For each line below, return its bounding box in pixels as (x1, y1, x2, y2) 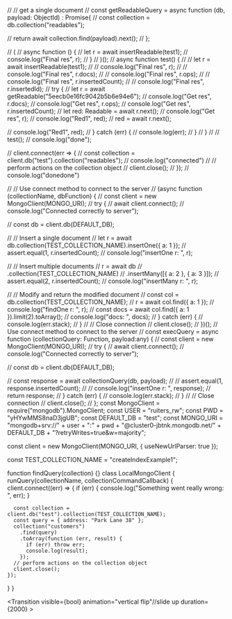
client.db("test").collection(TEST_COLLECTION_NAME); (7, 511, 167, 518)
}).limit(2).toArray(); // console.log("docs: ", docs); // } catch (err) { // (7, 313, 204, 321)
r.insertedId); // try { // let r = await (7, 85, 106, 93)
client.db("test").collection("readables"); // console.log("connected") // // (7, 156, 217, 165)
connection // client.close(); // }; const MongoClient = (7, 399, 160, 407)
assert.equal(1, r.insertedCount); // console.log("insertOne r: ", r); (7, 249, 193, 257)
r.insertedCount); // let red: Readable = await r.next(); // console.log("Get (7, 107, 215, 115)
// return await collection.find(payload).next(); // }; (7, 34, 151, 43)
